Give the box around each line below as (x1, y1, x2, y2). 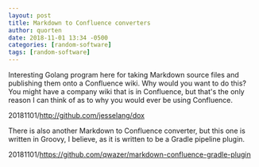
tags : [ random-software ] (8, 48, 91, 56)
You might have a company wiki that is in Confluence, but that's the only (8, 87, 245, 96)
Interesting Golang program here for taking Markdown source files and (8, 70, 240, 79)
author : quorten (8, 26, 62, 34)
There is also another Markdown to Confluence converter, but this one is (8, 126, 246, 135)
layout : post (8, 11, 52, 20)
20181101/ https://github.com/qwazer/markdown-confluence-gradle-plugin (8, 150, 252, 159)
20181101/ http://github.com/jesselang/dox (8, 111, 145, 120)
